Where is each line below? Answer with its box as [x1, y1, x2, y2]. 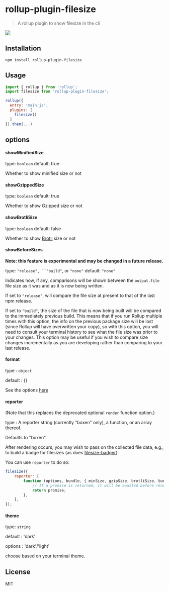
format [5, 356, 20, 362]
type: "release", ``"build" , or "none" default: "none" [5, 267, 116, 273]
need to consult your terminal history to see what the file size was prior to [5, 329, 158, 335]
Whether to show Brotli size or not [5, 235, 76, 241]
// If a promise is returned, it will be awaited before [32, 483, 154, 488]
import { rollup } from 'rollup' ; [5, 84, 78, 89]
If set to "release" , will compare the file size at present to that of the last [5, 292, 155, 299]
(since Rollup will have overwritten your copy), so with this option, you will [5, 323, 158, 330]
